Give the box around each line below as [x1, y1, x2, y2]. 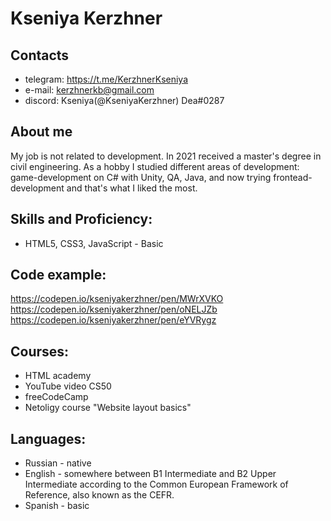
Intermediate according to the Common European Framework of [24, 478, 289, 491]
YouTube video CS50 [24, 380, 112, 392]
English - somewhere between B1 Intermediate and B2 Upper [24, 468, 277, 480]
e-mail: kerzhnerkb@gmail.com [24, 84, 155, 96]
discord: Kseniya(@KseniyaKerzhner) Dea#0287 [24, 95, 225, 106]
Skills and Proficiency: [10, 211, 153, 228]
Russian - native [24, 457, 92, 469]
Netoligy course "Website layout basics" [24, 402, 192, 414]
